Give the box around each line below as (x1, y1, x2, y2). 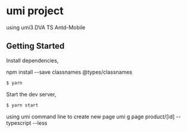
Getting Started (6, 41, 65, 51)
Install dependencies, (6, 56, 59, 64)
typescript (6, 119, 32, 126)
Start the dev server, (6, 90, 57, 98)
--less (32, 119, 48, 126)
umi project (6, 4, 64, 18)
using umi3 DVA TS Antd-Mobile (6, 24, 86, 31)
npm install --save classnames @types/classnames (6, 68, 133, 76)
